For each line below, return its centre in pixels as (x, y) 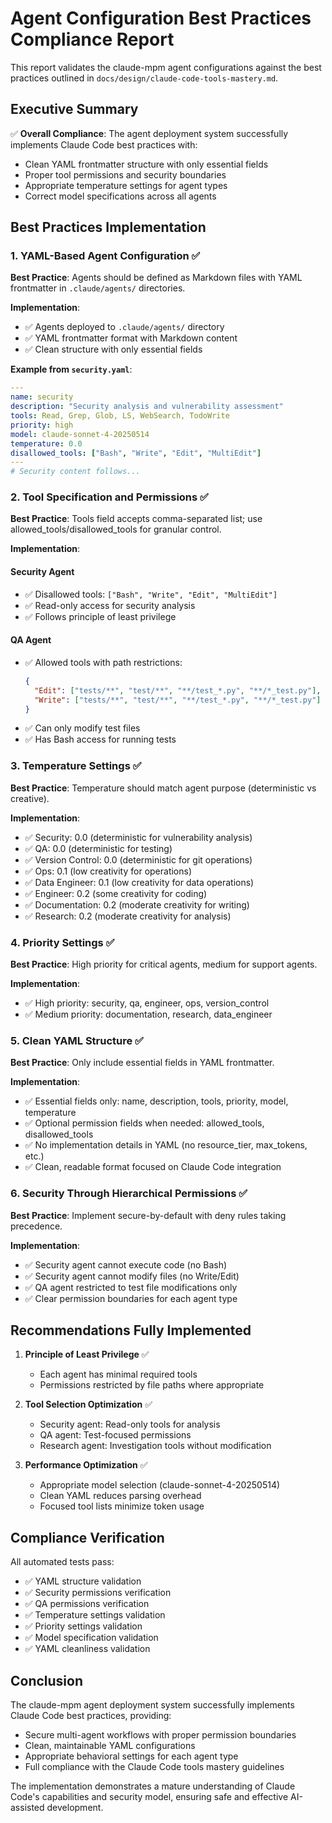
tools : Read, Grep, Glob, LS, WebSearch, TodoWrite (120, 416)
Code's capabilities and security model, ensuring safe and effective (149, 1797)
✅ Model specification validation (91, 1638)
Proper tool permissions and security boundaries (125, 174)
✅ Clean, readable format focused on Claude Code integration (153, 1167)
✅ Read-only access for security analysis (110, 605)
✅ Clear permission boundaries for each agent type (131, 1298)
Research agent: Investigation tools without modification (155, 1446)
